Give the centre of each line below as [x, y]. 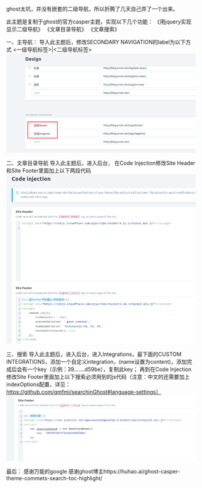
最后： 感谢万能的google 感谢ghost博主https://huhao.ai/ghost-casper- [93, 472]
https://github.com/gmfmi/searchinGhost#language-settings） [84, 391]
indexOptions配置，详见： [38, 384]
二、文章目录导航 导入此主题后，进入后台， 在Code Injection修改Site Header [101, 163]
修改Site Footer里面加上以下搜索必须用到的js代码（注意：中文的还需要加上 [98, 376]
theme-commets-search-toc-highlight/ [54, 478]
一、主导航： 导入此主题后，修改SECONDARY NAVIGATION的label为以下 [96, 42]
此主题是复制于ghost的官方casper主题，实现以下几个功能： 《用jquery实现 [99, 22]
